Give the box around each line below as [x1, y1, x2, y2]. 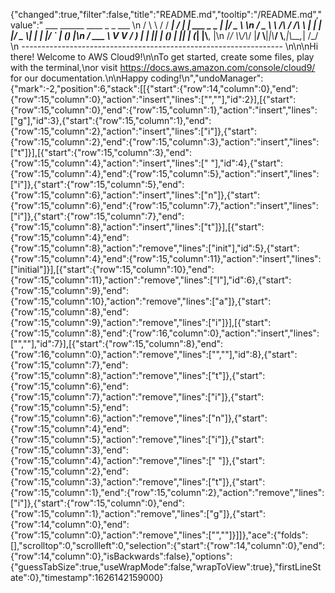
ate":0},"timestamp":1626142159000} [10, 572, 164, 583]
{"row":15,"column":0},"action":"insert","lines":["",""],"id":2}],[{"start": [10, 94, 297, 105]
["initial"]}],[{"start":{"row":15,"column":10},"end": [10, 264, 215, 275]
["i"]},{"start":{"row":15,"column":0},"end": [10, 497, 185, 509]
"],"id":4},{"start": [210, 157, 284, 169]
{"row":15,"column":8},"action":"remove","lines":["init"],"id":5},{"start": [10, 242, 300, 254]
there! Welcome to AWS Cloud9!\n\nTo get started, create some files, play [10, 51, 315, 63]
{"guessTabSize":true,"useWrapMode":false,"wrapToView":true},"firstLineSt [10, 561, 322, 573]
